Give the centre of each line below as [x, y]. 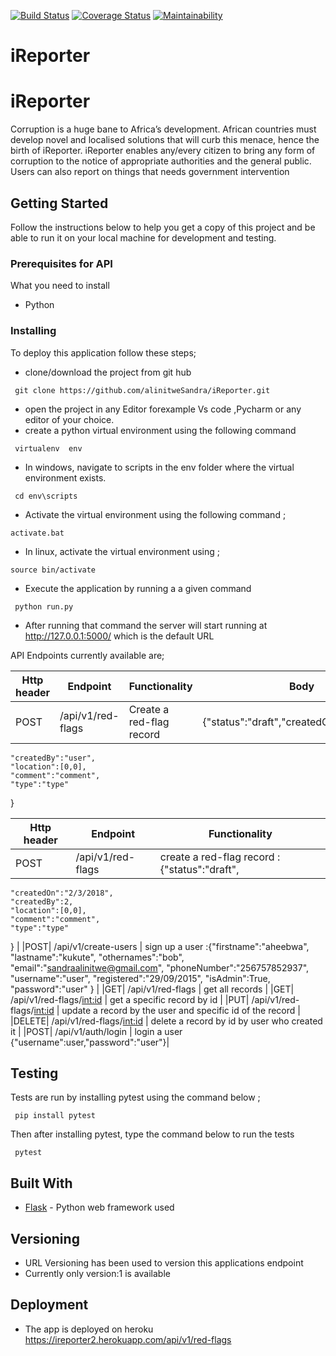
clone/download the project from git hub [108, 372]
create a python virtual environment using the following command [160, 430]
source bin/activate [53, 570]
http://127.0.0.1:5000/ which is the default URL [119, 636]
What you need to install [60, 286]
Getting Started [59, 203]
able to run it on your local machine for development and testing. [143, 237]
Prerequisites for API [61, 263]
